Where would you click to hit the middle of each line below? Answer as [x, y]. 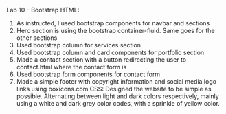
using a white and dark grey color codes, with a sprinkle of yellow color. [118, 103]
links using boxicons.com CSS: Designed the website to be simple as [114, 89]
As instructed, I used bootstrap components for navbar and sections [113, 23]
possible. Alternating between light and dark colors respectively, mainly [117, 96]
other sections [37, 38]
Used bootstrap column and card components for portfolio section [110, 52]
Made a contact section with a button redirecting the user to [101, 60]
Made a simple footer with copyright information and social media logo [116, 81]
